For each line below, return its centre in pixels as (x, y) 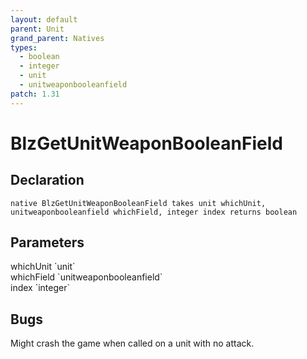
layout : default (44, 19)
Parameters (47, 242)
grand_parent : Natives (57, 38)
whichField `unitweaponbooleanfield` (86, 277)
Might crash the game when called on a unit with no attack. (132, 343)
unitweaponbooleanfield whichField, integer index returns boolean (154, 212)
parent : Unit (37, 29)
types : (24, 47)
